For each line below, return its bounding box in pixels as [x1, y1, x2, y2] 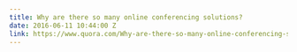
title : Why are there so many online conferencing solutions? [9, 12, 243, 22]
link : [9, 29, 29, 38]
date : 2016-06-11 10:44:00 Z [9, 21, 117, 30]
